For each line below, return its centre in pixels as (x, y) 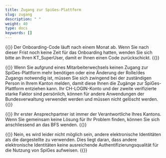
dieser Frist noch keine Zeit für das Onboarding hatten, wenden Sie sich (79, 52)
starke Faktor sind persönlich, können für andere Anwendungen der (75, 94)
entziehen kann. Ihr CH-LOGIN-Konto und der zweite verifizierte (91, 88)
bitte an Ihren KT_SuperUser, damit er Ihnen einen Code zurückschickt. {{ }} (82, 58)
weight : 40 (16, 24)
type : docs (16, 28)
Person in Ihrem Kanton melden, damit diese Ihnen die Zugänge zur (74, 83)
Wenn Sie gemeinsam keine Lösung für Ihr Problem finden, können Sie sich (83, 119)
